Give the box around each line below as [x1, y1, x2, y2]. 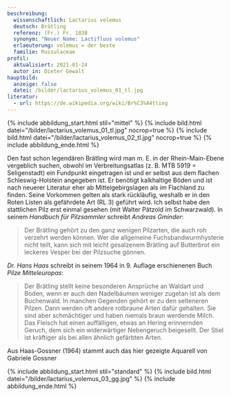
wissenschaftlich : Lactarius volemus [13, 17, 122, 23]
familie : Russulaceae [13, 49, 76, 56]
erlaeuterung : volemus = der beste [13, 42, 116, 49]
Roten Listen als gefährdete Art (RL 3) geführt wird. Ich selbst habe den [7, 198, 210, 206]
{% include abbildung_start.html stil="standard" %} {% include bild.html [7, 367, 212, 376]
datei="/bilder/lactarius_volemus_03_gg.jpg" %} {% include [7, 374, 176, 383]
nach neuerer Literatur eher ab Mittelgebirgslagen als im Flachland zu [7, 183, 205, 192]
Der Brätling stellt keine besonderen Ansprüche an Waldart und [23, 282, 204, 290]
